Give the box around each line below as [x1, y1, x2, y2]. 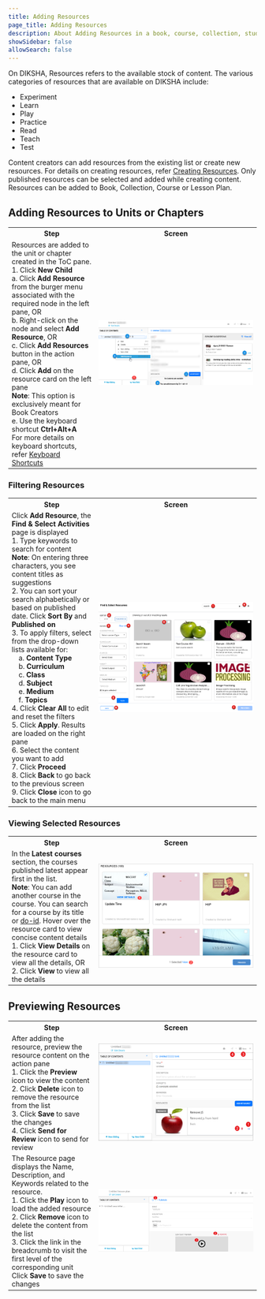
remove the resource [11, 1092, 80, 1102]
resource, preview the [11, 1042, 83, 1051]
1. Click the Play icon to [11, 1196, 89, 1205]
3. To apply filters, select [11, 628, 92, 638]
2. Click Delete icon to [11, 1084, 84, 1093]
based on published [11, 603, 77, 613]
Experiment [19, 92, 58, 102]
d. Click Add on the [11, 365, 74, 375]
